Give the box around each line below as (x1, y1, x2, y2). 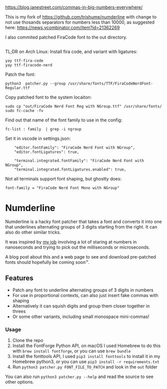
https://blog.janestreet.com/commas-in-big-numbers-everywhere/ (5, 4, 143, 10)
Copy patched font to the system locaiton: (5, 94, 92, 100)
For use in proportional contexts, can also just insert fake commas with (12, 292, 158, 298)
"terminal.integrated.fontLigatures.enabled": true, (14, 167, 126, 172)
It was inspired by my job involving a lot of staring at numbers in (5, 239, 137, 245)
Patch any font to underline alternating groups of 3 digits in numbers (12, 287, 153, 293)
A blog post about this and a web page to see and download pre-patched (5, 254, 156, 260)
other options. (5, 379, 34, 385)
